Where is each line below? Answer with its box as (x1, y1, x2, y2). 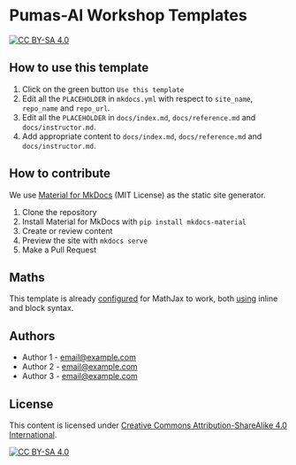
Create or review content (21, 225, 113, 236)
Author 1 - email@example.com (21, 352, 137, 363)
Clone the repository (21, 206, 97, 217)
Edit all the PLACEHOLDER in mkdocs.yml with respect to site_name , (21, 93, 254, 104)
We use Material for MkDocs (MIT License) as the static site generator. (9, 190, 267, 200)
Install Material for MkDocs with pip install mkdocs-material (21, 216, 247, 227)
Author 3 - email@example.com (21, 371, 139, 382)
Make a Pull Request (21, 244, 97, 255)
